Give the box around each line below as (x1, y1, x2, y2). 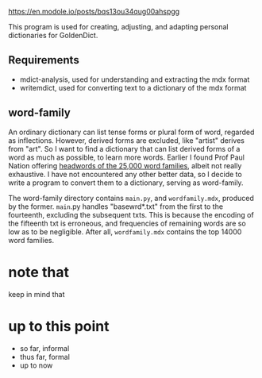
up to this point (8, 317, 110, 335)
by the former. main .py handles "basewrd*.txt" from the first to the (8, 202, 224, 211)
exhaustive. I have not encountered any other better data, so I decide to (8, 169, 242, 179)
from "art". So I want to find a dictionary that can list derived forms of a (8, 144, 241, 153)
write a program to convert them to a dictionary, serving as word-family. (8, 178, 244, 187)
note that (8, 263, 70, 281)
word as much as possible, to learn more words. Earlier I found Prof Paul (8, 152, 245, 162)
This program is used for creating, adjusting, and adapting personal (8, 22, 229, 31)
